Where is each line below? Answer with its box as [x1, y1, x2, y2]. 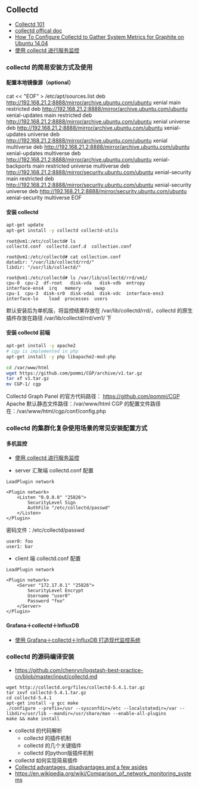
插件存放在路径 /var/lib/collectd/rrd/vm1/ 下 [6, 314, 112, 321]
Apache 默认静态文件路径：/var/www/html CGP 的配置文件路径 [6, 400, 161, 407]
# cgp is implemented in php [6, 348, 79, 354]
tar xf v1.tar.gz [6, 376, 49, 382]
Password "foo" [27, 598, 66, 604]
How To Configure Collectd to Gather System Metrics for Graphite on [14, 33, 185, 41]
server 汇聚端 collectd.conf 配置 [14, 467, 94, 474]
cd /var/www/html [6, 364, 49, 370]
